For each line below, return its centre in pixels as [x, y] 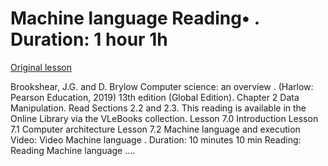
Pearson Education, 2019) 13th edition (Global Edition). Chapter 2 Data [155, 97]
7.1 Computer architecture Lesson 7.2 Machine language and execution [155, 129]
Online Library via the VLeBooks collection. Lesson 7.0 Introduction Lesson [164, 118]
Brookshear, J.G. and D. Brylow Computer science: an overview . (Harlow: [162, 86]
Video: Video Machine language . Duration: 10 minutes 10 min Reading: [156, 139]
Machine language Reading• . [135, 18]
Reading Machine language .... [73, 150]
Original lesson [41, 67]
